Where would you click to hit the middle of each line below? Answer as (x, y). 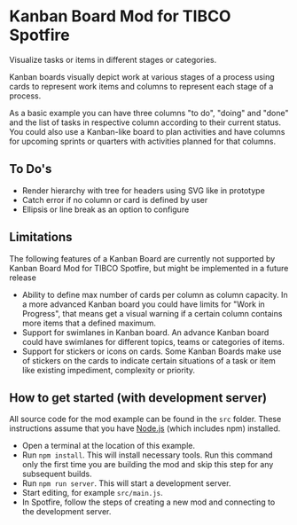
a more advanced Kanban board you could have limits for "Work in (144, 304)
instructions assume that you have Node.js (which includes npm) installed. (145, 428)
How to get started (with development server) (138, 398)
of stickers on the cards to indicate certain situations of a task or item (149, 360)
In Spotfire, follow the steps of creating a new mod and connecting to (148, 502)
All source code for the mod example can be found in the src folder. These (145, 419)
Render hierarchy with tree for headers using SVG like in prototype (144, 190)
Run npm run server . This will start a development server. (126, 483)
